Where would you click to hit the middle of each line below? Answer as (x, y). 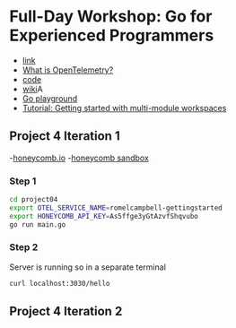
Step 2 (24, 247)
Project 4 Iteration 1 (65, 136)
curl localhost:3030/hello (60, 283)
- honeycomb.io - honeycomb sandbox (79, 158)
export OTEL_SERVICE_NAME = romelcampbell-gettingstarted (116, 208)
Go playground (50, 98)
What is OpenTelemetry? (68, 70)
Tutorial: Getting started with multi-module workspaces (124, 108)
